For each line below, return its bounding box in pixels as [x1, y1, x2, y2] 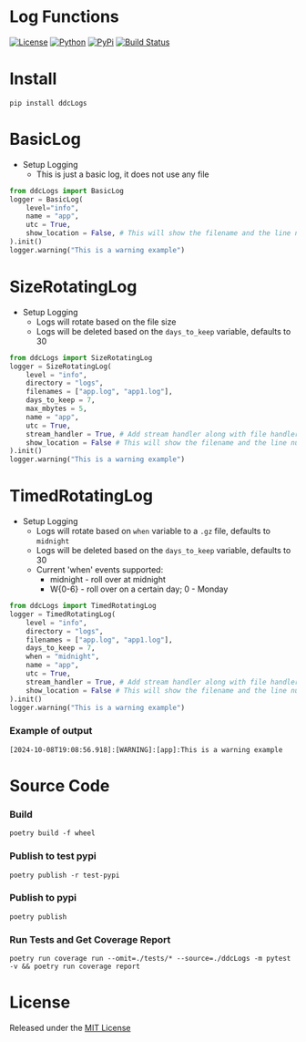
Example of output [9, 725, 93, 738]
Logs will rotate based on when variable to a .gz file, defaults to [36, 526, 271, 537]
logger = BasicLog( [9, 194, 84, 204]
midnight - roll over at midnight [49, 574, 166, 585]
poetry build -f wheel [9, 829, 96, 838]
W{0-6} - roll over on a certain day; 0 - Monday [49, 583, 229, 594]
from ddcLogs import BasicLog [9, 186, 125, 195]
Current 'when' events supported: [36, 564, 164, 575]
